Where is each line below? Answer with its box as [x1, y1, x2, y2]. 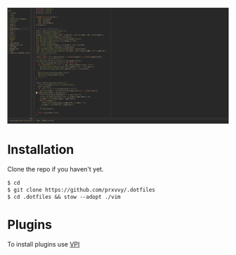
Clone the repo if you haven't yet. [7, 165, 104, 173]
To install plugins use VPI [7, 240, 80, 248]
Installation [7, 142, 74, 158]
